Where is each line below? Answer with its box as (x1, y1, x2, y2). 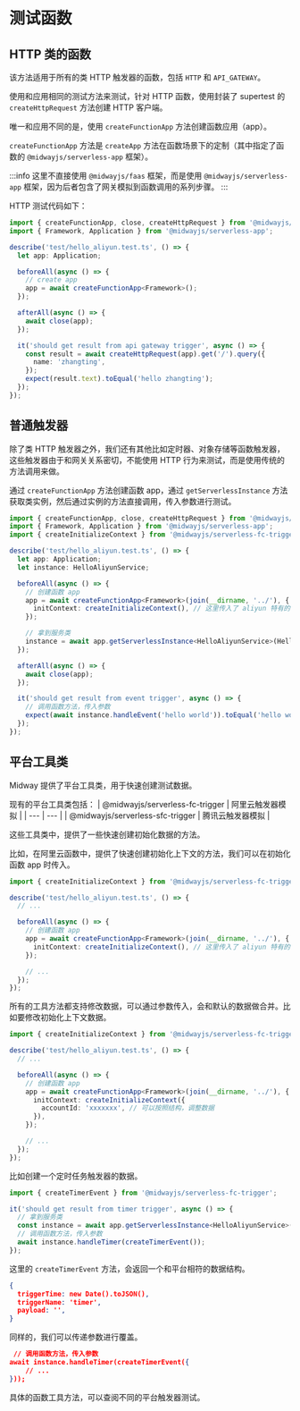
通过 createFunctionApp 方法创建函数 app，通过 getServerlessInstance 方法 (9, 485, 288, 495)
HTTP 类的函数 (9, 46, 92, 62)
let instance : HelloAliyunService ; (17, 562, 150, 572)
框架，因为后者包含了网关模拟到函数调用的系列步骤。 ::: (23, 182, 229, 192)
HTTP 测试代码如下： (9, 200, 87, 211)
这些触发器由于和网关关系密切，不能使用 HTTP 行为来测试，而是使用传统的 (9, 454, 286, 465)
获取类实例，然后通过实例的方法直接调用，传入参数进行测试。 (9, 495, 237, 506)
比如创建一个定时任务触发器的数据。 (9, 1170, 143, 1181)
